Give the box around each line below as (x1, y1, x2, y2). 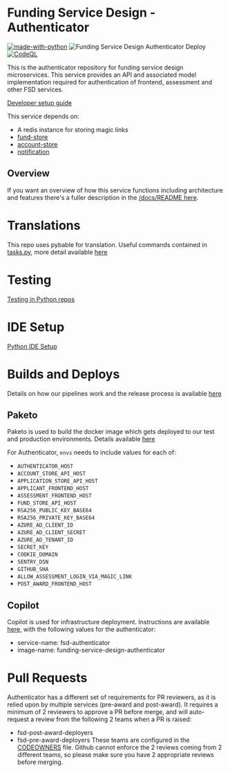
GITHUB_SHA (17, 566, 49, 573)
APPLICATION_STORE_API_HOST (17, 478, 98, 485)
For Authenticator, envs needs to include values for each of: (7, 448, 176, 457)
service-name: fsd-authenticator (17, 639, 111, 647)
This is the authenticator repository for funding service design (7, 63, 184, 71)
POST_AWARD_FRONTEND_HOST (17, 581, 92, 588)
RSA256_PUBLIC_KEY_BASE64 (17, 507, 92, 514)
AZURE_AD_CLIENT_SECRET (17, 529, 86, 536)
